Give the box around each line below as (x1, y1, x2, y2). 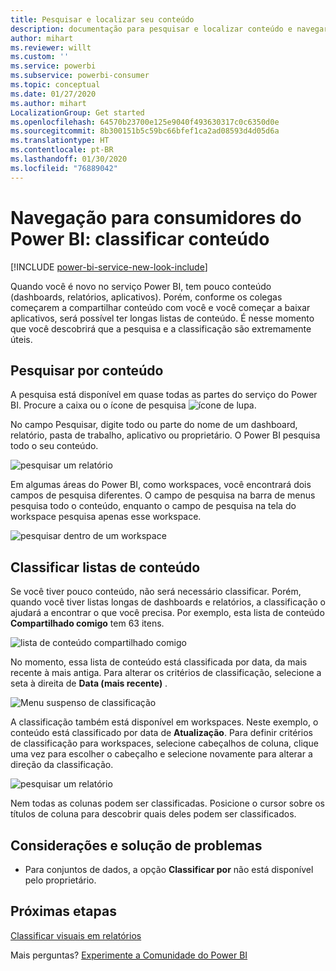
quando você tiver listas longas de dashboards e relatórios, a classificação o (10, 596, 326, 608)
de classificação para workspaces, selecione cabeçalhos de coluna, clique (10, 737, 319, 750)
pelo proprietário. (24, 874, 97, 886)
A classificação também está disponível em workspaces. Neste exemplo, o (10, 716, 319, 728)
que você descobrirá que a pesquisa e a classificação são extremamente (10, 322, 312, 335)
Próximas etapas (10, 903, 117, 920)
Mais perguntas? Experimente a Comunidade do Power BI (10, 949, 248, 961)
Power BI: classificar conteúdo (10, 227, 270, 250)
